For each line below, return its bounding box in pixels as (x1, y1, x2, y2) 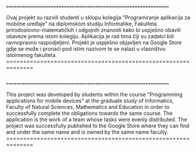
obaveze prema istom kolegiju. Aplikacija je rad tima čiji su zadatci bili (6, 33, 174, 39)
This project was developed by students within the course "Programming (6, 91, 183, 98)
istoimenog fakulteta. (6, 52, 58, 58)
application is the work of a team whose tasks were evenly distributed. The (6, 116, 188, 123)
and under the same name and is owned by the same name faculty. (6, 128, 169, 136)
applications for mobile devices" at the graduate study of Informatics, (6, 97, 174, 104)
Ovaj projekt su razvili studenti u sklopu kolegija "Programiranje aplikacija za (6, 14, 191, 21)
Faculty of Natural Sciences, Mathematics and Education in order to (6, 104, 170, 110)
